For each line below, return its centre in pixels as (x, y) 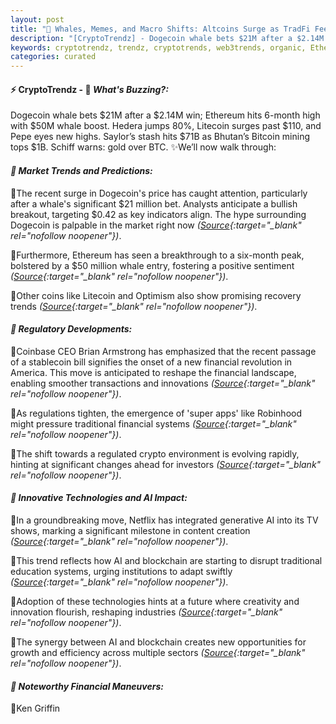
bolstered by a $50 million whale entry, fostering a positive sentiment (152, 265)
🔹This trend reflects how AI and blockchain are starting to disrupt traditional (166, 560)
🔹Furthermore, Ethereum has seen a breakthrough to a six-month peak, (157, 255)
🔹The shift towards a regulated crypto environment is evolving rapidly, (155, 453)
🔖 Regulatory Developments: (71, 329)
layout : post (37, 19)
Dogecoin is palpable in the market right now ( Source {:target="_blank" (156, 225)
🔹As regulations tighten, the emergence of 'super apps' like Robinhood (156, 413)
